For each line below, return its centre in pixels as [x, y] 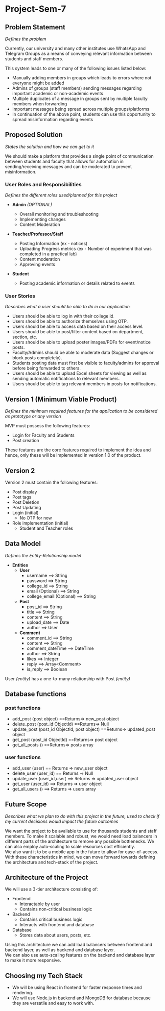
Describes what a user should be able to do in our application [68, 307]
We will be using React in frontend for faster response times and [77, 987]
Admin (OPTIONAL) [32, 205]
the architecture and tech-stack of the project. [52, 862]
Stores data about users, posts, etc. [55, 935]
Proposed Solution [34, 135]
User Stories [20, 296]
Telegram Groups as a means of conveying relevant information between [79, 53]
